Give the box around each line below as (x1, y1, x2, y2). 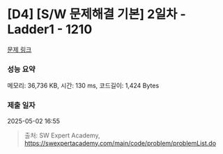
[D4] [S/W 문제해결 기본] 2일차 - (7, 6, 186, 22)
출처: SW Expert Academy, (24, 131, 100, 139)
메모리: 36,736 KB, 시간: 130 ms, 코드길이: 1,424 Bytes (7, 81, 160, 90)
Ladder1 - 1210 (7, 22, 93, 37)
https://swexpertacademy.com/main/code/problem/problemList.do (24, 139, 217, 147)
